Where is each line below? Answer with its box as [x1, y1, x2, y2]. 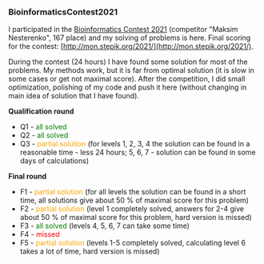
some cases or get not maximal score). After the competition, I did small [8, 74, 246, 84]
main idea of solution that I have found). [8, 91, 140, 101]
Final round [8, 171, 47, 182]
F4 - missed [19, 230, 60, 239]
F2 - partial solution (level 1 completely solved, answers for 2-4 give [19, 204, 245, 214]
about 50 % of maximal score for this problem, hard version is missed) [19, 213, 252, 222]
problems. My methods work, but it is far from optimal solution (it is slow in [8, 66, 254, 75]
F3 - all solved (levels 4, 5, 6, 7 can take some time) [19, 221, 190, 230]
